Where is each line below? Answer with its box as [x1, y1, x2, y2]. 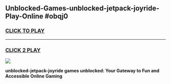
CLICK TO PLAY [5, 27, 45, 35]
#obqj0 [44, 12, 68, 21]
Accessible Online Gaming [5, 73, 63, 79]
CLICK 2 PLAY [5, 46, 41, 53]
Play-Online [5, 12, 43, 21]
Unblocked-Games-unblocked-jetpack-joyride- [5, 4, 160, 13]
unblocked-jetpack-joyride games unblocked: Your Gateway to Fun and [5, 67, 159, 73]
